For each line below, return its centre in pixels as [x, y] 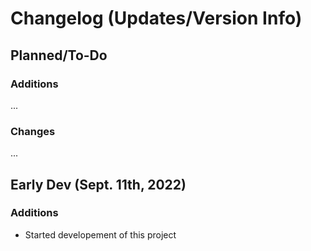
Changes [33, 131]
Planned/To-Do [59, 55]
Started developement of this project [100, 234]
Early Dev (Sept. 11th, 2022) [98, 184]
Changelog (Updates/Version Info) [156, 18]
